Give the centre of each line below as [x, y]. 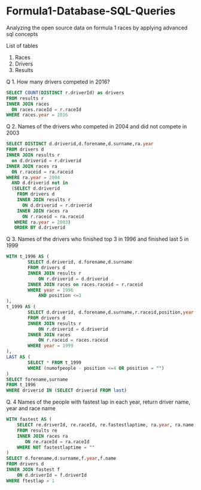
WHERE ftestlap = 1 [31, 481]
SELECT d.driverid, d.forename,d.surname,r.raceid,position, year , [112, 313]
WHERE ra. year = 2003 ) [42, 222]
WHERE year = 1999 [51, 346]
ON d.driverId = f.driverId [52, 475]
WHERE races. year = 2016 [37, 115]
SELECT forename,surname [37, 380]
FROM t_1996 [21, 385]
